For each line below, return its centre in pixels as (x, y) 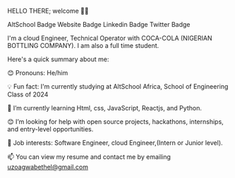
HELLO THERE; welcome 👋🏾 (48, 11)
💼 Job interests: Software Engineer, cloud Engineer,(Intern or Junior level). (115, 143)
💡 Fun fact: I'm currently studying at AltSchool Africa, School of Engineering (118, 87)
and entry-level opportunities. (50, 129)
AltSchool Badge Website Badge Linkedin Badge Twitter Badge (99, 24)
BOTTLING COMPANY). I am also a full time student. (83, 45)
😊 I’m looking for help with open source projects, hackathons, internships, (115, 122)
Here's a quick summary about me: (58, 59)
